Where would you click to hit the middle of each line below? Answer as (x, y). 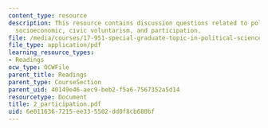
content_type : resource (48, 16)
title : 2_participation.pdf (55, 104)
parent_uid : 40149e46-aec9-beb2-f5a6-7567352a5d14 (94, 89)
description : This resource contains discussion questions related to (128, 23)
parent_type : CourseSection (55, 82)
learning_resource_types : (51, 52)
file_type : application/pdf (55, 45)
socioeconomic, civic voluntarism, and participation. (108, 30)
